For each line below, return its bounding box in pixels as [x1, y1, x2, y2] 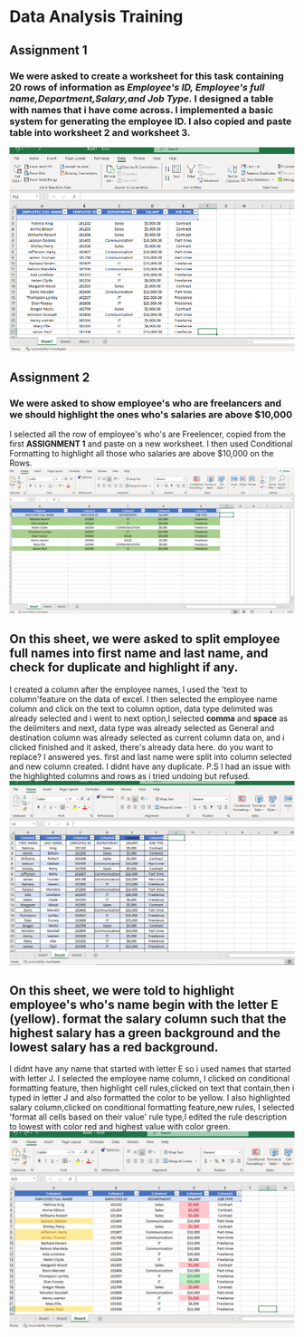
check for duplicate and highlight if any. [9, 659, 239, 676]
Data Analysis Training [9, 6, 184, 27]
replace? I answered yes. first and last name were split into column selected [9, 751, 292, 762]
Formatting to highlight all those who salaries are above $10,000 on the [9, 448, 274, 459]
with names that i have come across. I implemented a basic [9, 103, 274, 116]
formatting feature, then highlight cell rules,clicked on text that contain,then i [9, 1082, 295, 1093]
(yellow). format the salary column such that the [9, 1011, 287, 1026]
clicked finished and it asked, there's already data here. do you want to [9, 741, 274, 753]
